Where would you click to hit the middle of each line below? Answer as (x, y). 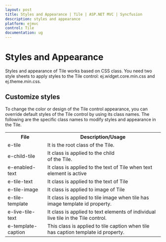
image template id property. (80, 203)
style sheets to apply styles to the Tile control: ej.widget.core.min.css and (80, 76)
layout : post (19, 10)
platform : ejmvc (22, 24)
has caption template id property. (86, 232)
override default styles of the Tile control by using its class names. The (77, 114)
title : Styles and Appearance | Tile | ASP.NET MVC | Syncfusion (74, 14)
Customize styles (33, 97)
